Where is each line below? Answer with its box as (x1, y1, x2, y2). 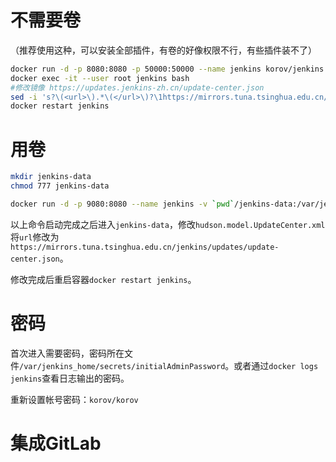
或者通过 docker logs (233, 359, 319, 371)
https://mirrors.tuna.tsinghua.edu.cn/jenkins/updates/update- (10, 242, 280, 252)
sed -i (10, 92, 38, 102)
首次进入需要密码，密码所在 (10, 347, 125, 359)
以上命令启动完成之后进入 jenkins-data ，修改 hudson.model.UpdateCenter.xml (10, 218, 326, 230)
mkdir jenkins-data (10, 172, 92, 182)
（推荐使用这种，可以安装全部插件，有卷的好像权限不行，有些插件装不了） (10, 44, 317, 56)
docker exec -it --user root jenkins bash (10, 73, 190, 83)
